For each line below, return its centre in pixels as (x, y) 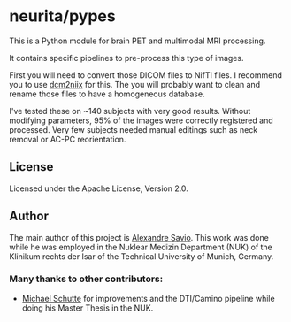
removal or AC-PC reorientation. (68, 139)
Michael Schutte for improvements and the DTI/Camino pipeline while (149, 298)
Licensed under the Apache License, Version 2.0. (99, 188)
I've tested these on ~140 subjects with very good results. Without (130, 111)
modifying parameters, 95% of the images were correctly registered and (141, 120)
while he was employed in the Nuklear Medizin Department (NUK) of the (141, 247)
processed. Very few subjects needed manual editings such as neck (134, 129)
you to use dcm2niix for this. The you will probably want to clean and (135, 84)
